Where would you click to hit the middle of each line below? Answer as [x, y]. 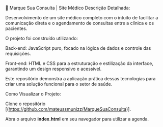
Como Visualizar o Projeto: [33, 94]
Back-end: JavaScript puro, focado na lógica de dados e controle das [78, 48]
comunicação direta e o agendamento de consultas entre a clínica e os [80, 23]
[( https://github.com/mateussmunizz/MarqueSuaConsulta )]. [68, 109]
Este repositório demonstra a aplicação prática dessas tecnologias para [80, 78]
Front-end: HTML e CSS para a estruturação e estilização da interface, [79, 63]
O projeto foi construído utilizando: [42, 38]
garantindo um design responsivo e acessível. [53, 69]
